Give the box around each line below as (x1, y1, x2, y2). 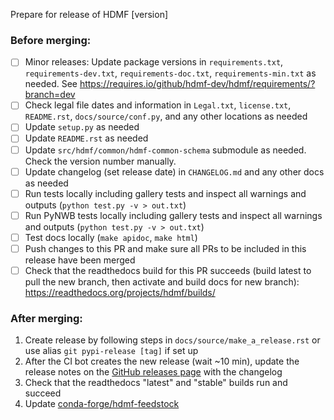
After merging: (10, 311, 83, 325)
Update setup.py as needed (24, 121, 140, 133)
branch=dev (24, 89, 76, 101)
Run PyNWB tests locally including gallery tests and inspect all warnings (24, 209, 323, 221)
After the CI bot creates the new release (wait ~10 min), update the (24, 355, 300, 368)
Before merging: (10, 33, 92, 47)
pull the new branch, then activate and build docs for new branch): (24, 275, 300, 288)
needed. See (24, 78, 78, 90)
